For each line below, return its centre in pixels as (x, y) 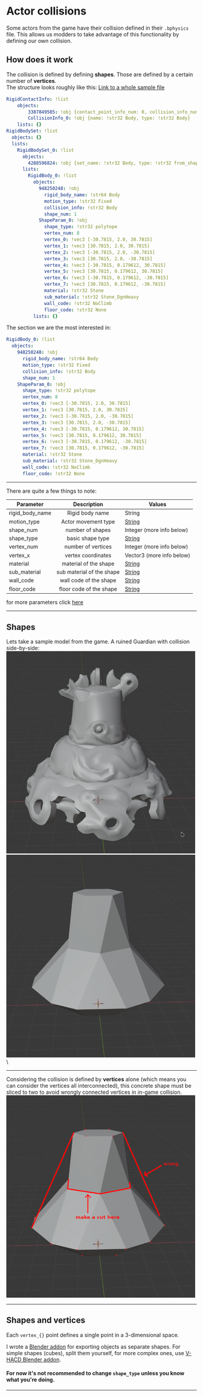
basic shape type (88, 538)
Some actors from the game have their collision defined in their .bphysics (98, 28)
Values (158, 504)
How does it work (40, 60)
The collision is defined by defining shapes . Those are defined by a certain (100, 74)
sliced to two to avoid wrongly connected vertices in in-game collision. (94, 1092)
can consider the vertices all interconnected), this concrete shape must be (99, 1085)
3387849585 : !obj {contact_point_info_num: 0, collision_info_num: (114, 112)
